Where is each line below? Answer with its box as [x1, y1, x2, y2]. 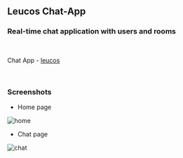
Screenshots [7, 87, 52, 96]
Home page [17, 103, 52, 111]
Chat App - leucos [7, 56, 60, 64]
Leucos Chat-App [7, 6, 86, 17]
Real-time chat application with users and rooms [7, 27, 177, 36]
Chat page [17, 129, 48, 138]
